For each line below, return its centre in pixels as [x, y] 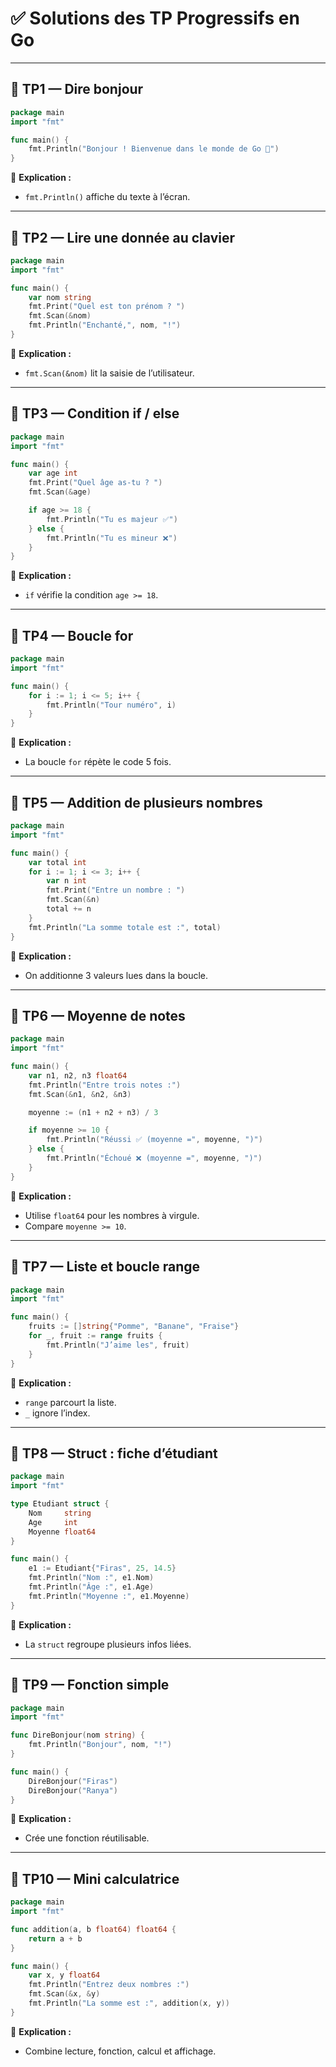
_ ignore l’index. [57, 1413]
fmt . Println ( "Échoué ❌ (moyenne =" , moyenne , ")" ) [154, 1158]
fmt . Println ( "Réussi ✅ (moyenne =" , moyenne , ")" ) [154, 1140]
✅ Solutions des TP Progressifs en [155, 18]
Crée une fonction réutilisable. [87, 1838]
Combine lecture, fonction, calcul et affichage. [120, 2051]
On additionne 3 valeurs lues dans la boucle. [116, 975]
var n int [66, 881]
